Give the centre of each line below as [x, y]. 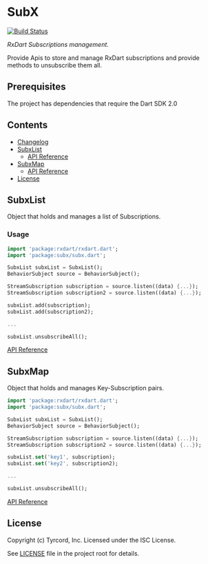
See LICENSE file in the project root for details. [73, 553]
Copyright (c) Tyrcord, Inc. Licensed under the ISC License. [92, 540]
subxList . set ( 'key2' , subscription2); [63, 464]
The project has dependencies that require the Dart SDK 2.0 [92, 103]
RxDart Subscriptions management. [58, 44]
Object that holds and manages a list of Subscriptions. [84, 216]
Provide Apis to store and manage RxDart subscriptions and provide [103, 58]
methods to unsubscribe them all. [54, 65]
